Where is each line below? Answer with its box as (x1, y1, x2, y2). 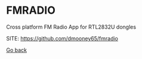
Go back (6, 46, 27, 54)
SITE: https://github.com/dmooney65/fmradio (6, 35, 118, 42)
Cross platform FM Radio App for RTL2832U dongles (6, 23, 136, 30)
